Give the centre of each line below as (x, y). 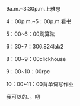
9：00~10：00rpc (28, 72)
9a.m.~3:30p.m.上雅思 (33, 9)
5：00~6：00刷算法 (31, 34)
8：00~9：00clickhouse (36, 59)
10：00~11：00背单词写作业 (40, 84)
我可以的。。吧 (23, 97)
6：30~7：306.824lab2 (35, 46)
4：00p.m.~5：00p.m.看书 (39, 21)
